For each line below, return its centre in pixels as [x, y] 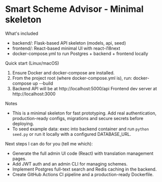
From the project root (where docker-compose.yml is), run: [72, 78]
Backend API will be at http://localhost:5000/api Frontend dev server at [84, 88]
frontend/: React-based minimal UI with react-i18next [66, 48]
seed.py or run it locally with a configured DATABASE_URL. [72, 134]
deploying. [23, 123]
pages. [19, 158]
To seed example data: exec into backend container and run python [81, 129]
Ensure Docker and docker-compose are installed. [63, 72]
